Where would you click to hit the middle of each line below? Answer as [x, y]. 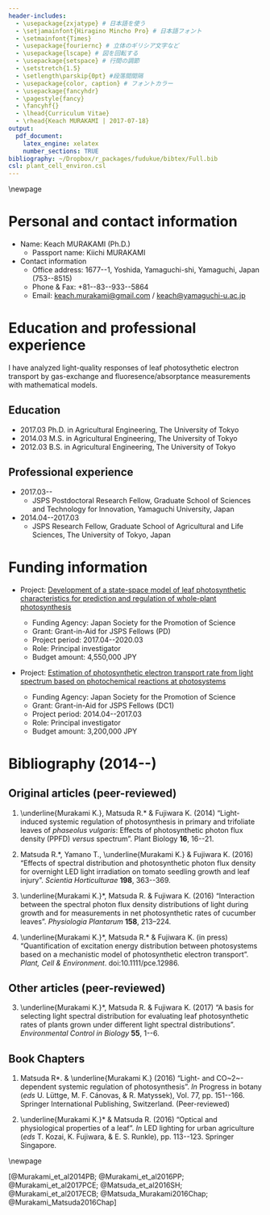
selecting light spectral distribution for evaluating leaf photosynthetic [134, 1016]
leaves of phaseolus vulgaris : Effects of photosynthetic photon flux [131, 830]
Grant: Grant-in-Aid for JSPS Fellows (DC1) [103, 705]
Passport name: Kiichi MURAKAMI [89, 253]
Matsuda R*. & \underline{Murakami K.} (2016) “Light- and [117, 1078]
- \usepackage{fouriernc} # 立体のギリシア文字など [98, 46]
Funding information [78, 567]
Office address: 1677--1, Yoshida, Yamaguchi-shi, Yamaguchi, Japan [146, 270]
